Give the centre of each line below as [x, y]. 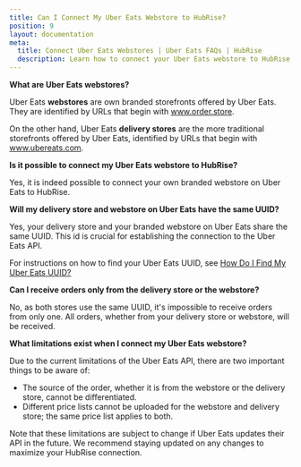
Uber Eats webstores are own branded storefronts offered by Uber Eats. [143, 102]
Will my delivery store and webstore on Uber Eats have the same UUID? [144, 209]
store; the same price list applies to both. [98, 416]
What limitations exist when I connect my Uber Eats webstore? [128, 344]
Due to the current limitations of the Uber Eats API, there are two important [147, 361]
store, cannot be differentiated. [79, 397]
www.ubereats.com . [47, 148]
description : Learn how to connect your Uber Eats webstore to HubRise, [156, 59]
